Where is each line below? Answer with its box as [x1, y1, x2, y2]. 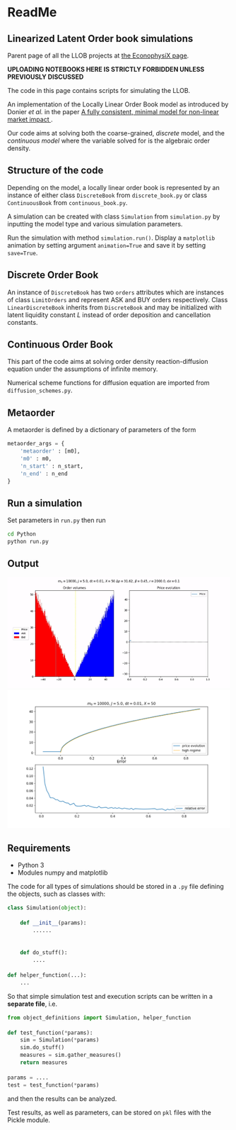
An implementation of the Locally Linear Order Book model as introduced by [7, 100, 229, 109]
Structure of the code [7, 165, 104, 177]
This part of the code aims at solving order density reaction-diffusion [7, 358, 208, 366]
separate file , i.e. [7, 999, 58, 1008]
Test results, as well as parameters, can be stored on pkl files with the [7, 1108, 212, 1117]
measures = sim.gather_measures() [20, 1051, 122, 1059]
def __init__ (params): [20, 919, 87, 926]
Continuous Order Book [7, 338, 114, 351]
